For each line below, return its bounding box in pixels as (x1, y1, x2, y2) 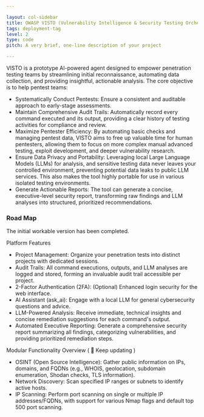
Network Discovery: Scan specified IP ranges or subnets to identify (15, 378, 184, 385)
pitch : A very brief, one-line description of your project (6, 42, 162, 49)
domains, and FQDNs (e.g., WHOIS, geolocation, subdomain (15, 365, 166, 372)
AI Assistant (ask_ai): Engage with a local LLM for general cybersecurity (15, 296, 195, 303)
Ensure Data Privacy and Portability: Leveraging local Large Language (15, 154, 190, 161)
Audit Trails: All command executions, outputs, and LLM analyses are (15, 264, 188, 271)
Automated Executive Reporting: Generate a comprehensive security (15, 322, 187, 330)
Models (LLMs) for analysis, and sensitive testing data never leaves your (15, 160, 196, 167)
